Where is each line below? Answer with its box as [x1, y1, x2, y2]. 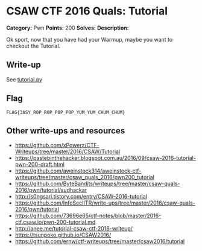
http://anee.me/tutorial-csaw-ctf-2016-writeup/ [14, 225, 133, 232]
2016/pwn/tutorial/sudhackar [14, 186, 87, 194]
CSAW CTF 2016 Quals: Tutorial [6, 4, 168, 18]
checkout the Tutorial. [6, 42, 61, 49]
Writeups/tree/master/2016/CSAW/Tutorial [14, 148, 121, 155]
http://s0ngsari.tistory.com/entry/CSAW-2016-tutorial [14, 193, 148, 200]
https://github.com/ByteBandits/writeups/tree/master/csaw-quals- [14, 180, 180, 188]
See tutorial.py [6, 75, 43, 83]
